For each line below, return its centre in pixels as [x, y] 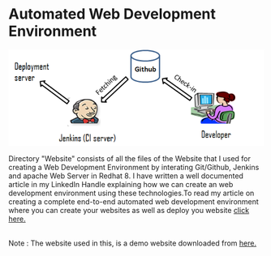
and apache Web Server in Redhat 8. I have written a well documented [126, 176]
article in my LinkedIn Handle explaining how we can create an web [121, 184]
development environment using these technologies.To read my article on [131, 193]
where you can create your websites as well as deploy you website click [129, 210]
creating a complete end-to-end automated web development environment [134, 201]
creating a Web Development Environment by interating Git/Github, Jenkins [134, 167]
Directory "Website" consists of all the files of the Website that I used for [130, 158]
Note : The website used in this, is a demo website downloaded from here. [133, 243]
